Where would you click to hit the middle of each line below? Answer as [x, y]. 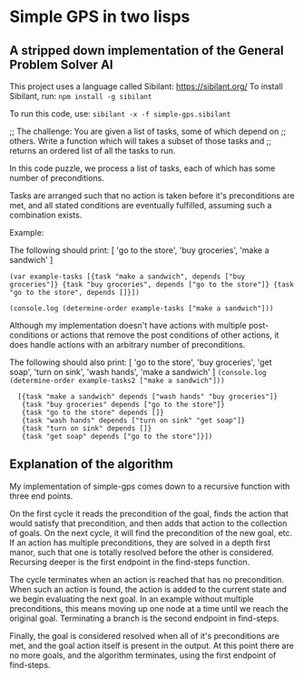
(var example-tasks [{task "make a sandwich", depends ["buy [127, 277]
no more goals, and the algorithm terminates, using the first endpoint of [143, 655]
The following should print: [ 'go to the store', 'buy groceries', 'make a [139, 250]
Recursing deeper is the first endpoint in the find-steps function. [130, 562]
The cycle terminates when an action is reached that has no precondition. [147, 579]
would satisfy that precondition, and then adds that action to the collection [148, 523]
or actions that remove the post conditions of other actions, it [165, 335]
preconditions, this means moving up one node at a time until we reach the [149, 608]
